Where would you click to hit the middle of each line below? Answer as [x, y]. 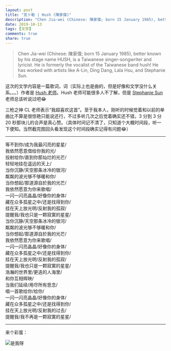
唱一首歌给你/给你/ [25, 291]
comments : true [21, 34]
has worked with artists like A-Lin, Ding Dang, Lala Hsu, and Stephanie [91, 70]
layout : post [19, 10]
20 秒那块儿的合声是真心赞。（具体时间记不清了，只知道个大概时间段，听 [81, 122]
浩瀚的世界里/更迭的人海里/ [34, 272]
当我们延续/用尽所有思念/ [32, 285]
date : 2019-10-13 [24, 24]
